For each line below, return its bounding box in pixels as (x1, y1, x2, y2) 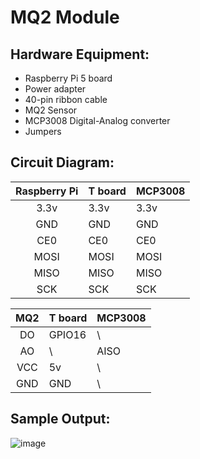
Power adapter (24, 83, 87, 95)
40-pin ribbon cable (24, 94, 108, 105)
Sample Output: (10, 411, 111, 428)
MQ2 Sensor (24, 104, 78, 116)
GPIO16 (48, 327, 87, 341)
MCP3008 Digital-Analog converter (24, 115, 171, 126)
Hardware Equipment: (10, 46, 150, 63)
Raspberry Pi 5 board (24, 72, 113, 84)
